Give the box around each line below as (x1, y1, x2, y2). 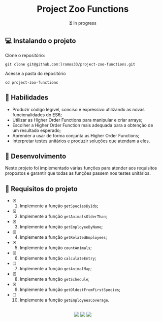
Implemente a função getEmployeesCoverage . (19, 297, 110, 303)
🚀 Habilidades (5, 94, 48, 102)
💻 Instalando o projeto (5, 37, 76, 45)
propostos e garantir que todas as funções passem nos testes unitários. (5, 170, 151, 176)
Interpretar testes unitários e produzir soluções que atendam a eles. (12, 138, 150, 144)
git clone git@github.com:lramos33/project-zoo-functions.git (5, 62, 135, 67)
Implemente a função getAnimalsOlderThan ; (19, 213, 107, 220)
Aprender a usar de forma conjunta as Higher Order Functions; (12, 132, 139, 138)
